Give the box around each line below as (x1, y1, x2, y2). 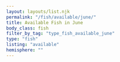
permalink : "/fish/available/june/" (6, 14, 96, 20)
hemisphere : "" (6, 47, 44, 53)
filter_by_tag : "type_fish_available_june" (6, 31, 115, 37)
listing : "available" (6, 42, 60, 48)
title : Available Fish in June (6, 19, 83, 25)
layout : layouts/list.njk (6, 8, 70, 15)
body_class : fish (6, 25, 49, 31)
